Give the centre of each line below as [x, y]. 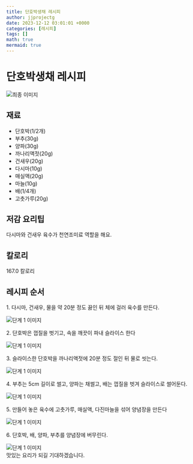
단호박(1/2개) [30, 131]
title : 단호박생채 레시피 [34, 12]
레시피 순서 [25, 292]
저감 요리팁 [25, 219]
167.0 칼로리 [20, 271]
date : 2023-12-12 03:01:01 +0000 [48, 23]
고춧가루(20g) [31, 198]
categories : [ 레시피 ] [31, 29]
